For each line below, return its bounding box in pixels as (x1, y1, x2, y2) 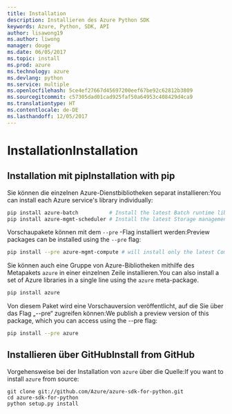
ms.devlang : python (7, 74, 64, 82)
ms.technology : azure (7, 68, 70, 75)
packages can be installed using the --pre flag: (7, 236, 142, 244)
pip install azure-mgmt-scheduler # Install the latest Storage (7, 216, 196, 223)
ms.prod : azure (7, 62, 51, 68)
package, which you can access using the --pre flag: (7, 317, 157, 325)
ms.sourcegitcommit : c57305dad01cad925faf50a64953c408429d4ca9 (7, 94, 193, 101)
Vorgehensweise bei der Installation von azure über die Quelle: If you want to (7, 367, 224, 375)
